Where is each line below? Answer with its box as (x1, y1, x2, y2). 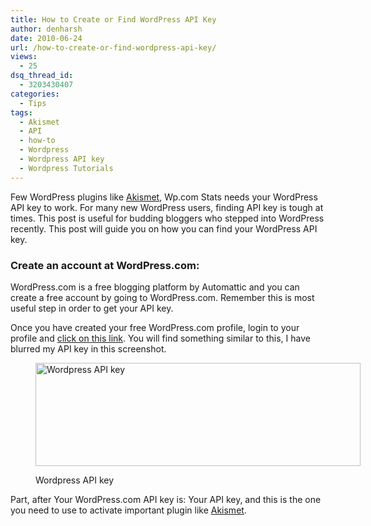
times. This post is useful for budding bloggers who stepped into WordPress (10, 212, 325, 224)
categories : (10, 89, 60, 99)
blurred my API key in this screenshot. (10, 342, 167, 355)
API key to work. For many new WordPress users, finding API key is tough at (10, 201, 324, 213)
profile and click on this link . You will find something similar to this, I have (10, 332, 311, 344)
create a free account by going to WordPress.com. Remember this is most (10, 291, 315, 303)
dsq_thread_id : (10, 71, 74, 81)
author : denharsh (10, 24, 83, 34)
